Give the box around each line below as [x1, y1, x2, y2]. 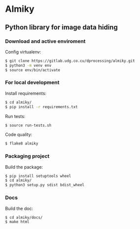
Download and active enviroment [5, 38, 86, 45]
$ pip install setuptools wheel [5, 173, 71, 178]
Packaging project [5, 153, 50, 160]
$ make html [5, 220, 29, 225]
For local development [5, 79, 60, 86]
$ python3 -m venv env [5, 63, 52, 68]
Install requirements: [5, 90, 47, 96]
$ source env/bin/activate [5, 67, 60, 72]
